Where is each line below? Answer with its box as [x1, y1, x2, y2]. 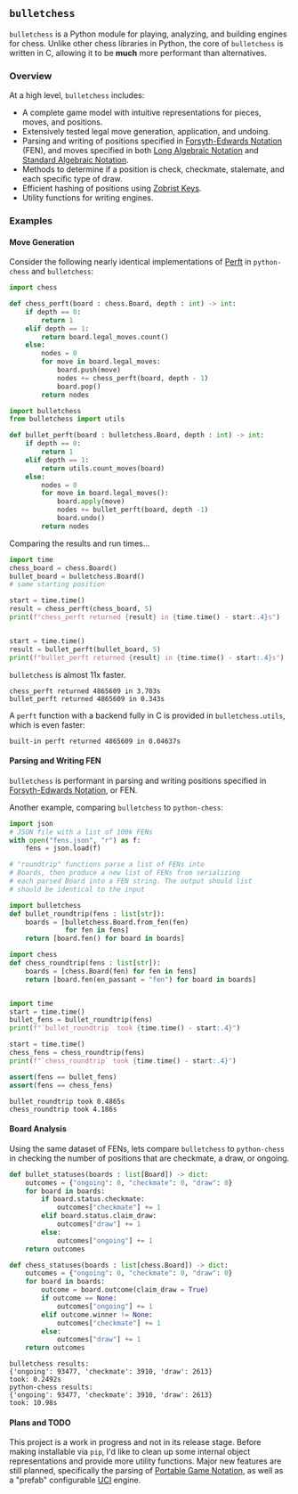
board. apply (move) [56, 497, 125, 506]
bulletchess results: [9, 1359, 90, 1368]
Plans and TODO [9, 1416, 71, 1428]
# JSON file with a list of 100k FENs [9, 828, 153, 837]
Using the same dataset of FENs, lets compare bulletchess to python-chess [9, 1143, 285, 1154]
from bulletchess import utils [9, 414, 125, 424]
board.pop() [56, 382, 101, 391]
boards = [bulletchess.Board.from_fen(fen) [25, 918, 189, 927]
